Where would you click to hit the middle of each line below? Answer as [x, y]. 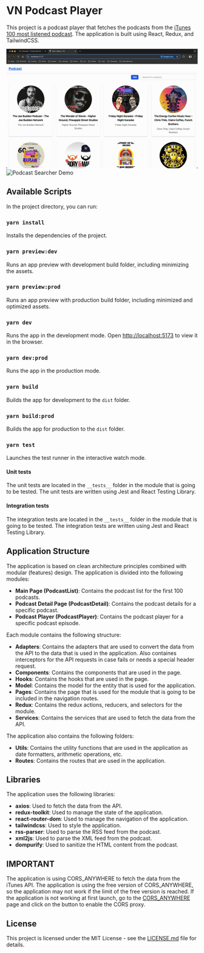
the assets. [20, 271]
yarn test [21, 445]
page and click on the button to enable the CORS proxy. [76, 904]
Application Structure [48, 551]
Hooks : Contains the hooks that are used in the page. [82, 679]
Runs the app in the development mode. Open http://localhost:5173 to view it [102, 336]
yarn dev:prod [27, 358]
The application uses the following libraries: [61, 794]
